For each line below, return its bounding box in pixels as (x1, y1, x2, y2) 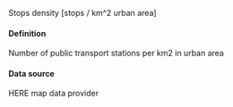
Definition (8, 28, 47, 38)
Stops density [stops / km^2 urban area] (8, 8, 158, 18)
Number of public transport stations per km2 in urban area (8, 48, 225, 59)
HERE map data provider (8, 88, 99, 99)
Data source (8, 68, 55, 78)
